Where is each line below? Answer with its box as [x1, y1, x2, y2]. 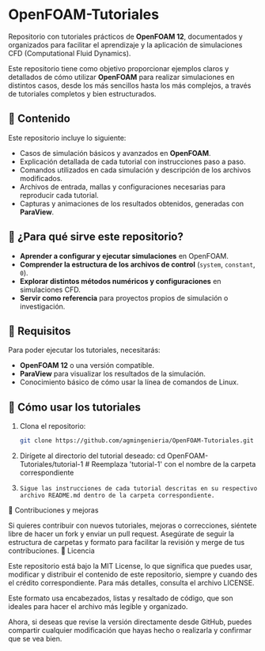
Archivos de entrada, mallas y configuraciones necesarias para [19, 182, 225, 191]
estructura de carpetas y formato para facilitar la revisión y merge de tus [8, 538, 245, 547]
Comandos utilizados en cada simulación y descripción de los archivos [19, 165, 252, 175]
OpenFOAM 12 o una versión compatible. [19, 361, 154, 370]
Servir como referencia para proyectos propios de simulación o [19, 293, 229, 302]
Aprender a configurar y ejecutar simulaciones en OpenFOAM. [19, 251, 229, 260]
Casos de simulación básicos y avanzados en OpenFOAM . [19, 148, 211, 157]
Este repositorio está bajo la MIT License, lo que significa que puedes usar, [8, 562, 253, 571]
